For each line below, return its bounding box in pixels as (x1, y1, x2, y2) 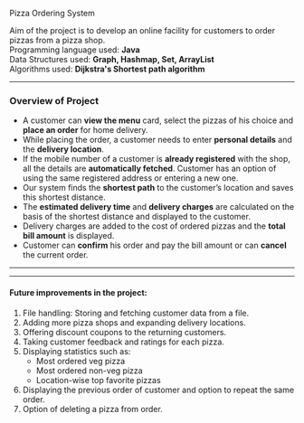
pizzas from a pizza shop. (9, 35, 106, 45)
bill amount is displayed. (22, 230, 115, 241)
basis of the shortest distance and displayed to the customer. (22, 211, 252, 222)
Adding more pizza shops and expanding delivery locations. (22, 316, 246, 328)
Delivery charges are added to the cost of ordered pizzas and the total (22, 221, 287, 231)
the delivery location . (22, 144, 104, 155)
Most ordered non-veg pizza (35, 365, 143, 376)
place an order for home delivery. (22, 125, 148, 136)
